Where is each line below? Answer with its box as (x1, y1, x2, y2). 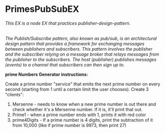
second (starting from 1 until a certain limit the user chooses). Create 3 (5, 86, 149, 92)
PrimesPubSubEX (5, 3, 80, 15)
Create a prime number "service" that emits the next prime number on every (5, 81, 161, 87)
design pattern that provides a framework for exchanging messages (5, 41, 145, 47)
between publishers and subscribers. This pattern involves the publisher (5, 46, 153, 52)
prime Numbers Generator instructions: (5, 71, 88, 77)
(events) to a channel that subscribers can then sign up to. (5, 62, 125, 68)
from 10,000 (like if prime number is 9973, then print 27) (12, 123, 127, 129)
